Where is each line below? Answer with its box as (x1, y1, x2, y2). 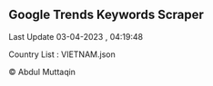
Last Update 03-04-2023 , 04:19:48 (8, 31, 143, 42)
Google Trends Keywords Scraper (8, 7, 204, 23)
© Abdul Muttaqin (8, 66, 76, 77)
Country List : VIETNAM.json (8, 49, 116, 60)
